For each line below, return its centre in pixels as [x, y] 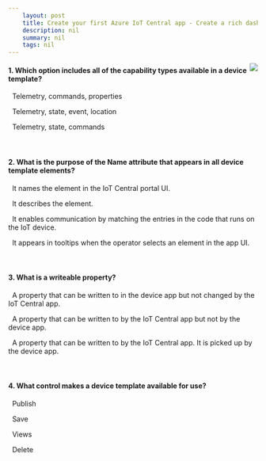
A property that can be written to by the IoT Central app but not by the [126, 318]
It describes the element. [52, 204]
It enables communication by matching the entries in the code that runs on [133, 219]
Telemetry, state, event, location [64, 112]
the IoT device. [32, 227]
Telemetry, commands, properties [67, 97]
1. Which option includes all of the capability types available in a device [127, 70]
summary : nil [44, 38]
